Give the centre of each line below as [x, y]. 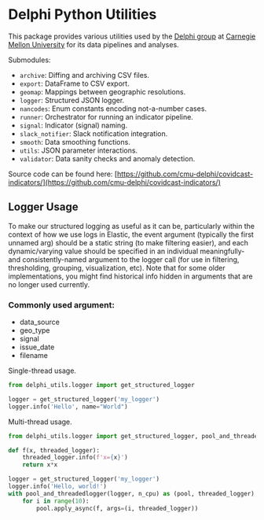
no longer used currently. [49, 284]
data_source [40, 322]
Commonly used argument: [62, 304]
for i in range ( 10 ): [56, 501]
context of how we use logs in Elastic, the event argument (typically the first [131, 234]
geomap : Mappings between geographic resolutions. [103, 91]
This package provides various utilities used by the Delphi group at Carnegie [132, 36]
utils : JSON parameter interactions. [79, 150]
